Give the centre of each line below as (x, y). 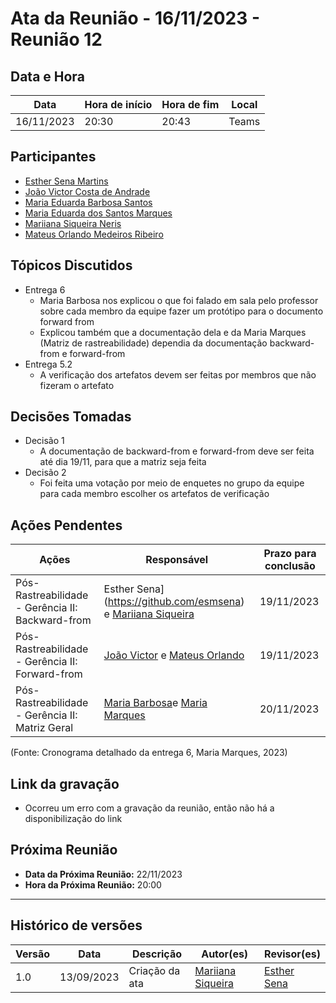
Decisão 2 (45, 473)
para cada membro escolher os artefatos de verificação (154, 494)
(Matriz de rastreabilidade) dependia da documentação (153, 343)
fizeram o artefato (77, 385)
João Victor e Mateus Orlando (174, 655)
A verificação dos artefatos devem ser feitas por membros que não (178, 374)
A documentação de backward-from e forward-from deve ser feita (177, 451)
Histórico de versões (76, 925)
